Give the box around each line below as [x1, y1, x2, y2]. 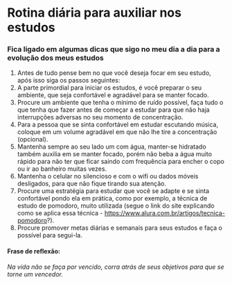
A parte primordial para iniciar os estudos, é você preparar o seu [17, 83, 202, 92]
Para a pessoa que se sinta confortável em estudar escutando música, [17, 120, 219, 129]
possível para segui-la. [17, 231, 83, 240]
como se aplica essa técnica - [17, 209, 103, 217]
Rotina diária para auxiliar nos [7, 5, 182, 21]
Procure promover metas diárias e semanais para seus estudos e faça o [17, 224, 223, 232]
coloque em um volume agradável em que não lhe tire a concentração [17, 128, 217, 136]
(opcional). [17, 135, 48, 144]
